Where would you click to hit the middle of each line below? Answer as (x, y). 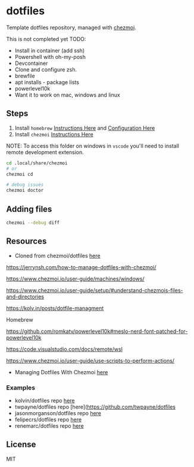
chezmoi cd (20, 174)
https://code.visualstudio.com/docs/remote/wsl (65, 349)
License (21, 445)
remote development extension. (45, 152)
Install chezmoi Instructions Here (54, 134)
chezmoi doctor (25, 191)
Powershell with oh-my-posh (50, 57)
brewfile (25, 76)
